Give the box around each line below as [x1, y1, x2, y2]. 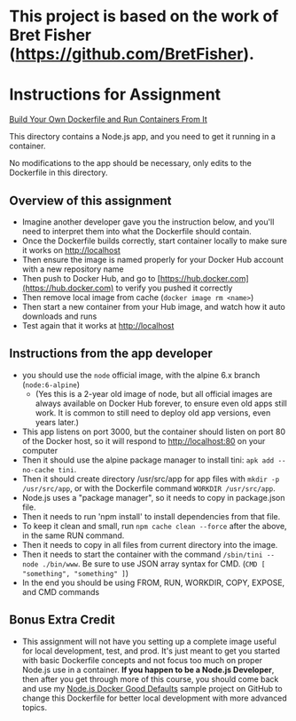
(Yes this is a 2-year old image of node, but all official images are [35, 388, 273, 399]
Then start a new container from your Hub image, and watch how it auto [21, 301, 286, 312]
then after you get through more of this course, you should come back [21, 673, 279, 685]
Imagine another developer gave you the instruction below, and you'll [21, 216, 275, 227]
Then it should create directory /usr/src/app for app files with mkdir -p [21, 473, 280, 484]
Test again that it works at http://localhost [21, 320, 175, 330]
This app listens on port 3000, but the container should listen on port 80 [21, 426, 286, 437]
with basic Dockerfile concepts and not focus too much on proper [21, 654, 263, 665]
